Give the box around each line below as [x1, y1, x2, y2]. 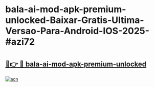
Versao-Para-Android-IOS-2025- [5, 25, 150, 37]
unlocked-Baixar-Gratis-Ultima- [5, 14, 144, 26]
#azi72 [5, 36, 35, 48]
